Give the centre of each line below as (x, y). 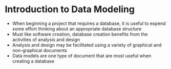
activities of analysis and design (46, 40)
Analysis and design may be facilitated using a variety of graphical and (87, 45)
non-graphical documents (40, 50)
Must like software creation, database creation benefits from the (80, 34)
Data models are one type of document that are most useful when (82, 56)
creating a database (33, 61)
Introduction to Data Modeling (70, 9)
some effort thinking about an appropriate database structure (77, 28)
